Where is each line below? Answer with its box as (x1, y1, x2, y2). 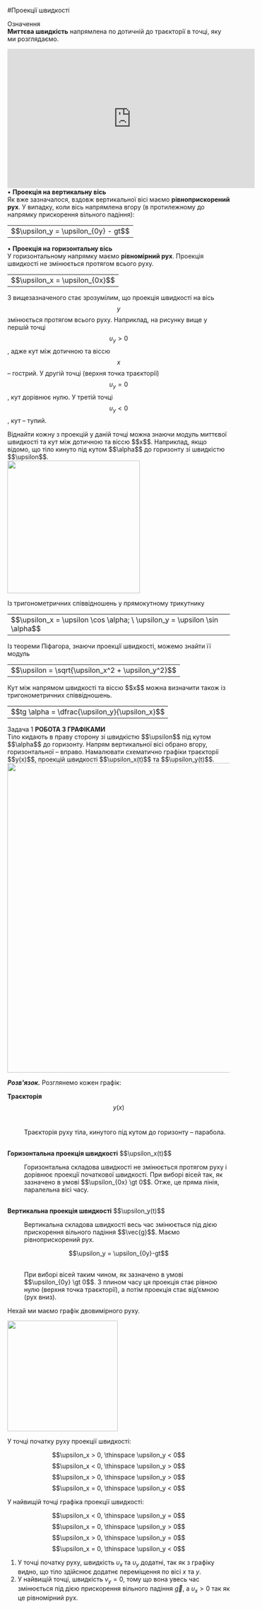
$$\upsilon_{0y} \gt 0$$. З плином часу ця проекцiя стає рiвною (23, 1278, 218, 1286)
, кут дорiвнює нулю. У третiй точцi (7, 393, 113, 401)
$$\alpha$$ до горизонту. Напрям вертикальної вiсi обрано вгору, (7, 740, 208, 749)
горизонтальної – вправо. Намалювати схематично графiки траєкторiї (7, 748, 219, 756)
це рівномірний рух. (17, 1593, 78, 1602)
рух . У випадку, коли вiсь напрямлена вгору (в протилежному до (7, 203, 205, 211)
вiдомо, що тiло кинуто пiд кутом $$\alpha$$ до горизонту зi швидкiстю (7, 445, 225, 454)
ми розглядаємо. (7, 35, 59, 43)
